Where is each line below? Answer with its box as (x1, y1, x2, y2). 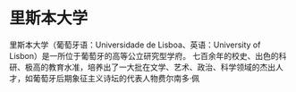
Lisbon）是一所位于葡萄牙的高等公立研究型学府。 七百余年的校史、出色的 (9, 50, 279, 61)
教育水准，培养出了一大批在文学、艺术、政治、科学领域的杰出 (47, 62, 275, 72)
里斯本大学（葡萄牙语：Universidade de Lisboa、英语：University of (9, 39, 261, 50)
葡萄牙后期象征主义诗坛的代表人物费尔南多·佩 (32, 72, 200, 83)
